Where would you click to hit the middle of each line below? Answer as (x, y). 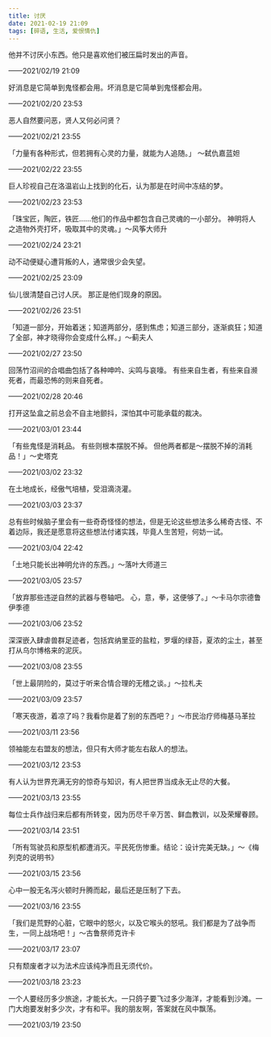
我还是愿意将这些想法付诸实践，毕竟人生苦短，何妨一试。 (131, 532)
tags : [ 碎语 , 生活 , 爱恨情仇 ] (54, 31)
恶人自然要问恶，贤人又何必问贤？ (65, 120)
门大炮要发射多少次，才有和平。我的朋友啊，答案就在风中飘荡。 (114, 1009)
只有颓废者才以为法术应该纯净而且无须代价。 (83, 966)
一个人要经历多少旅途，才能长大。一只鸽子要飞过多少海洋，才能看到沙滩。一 (135, 999)
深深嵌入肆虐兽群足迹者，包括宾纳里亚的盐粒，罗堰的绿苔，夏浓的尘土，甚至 (135, 640)
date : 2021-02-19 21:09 (48, 23)
